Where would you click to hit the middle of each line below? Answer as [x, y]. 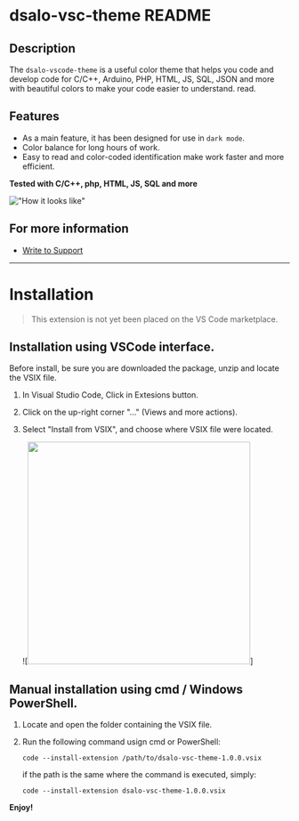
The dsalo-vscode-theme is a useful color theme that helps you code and [141, 69]
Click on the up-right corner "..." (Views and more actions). [130, 412]
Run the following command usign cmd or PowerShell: [121, 742]
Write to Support [53, 250]
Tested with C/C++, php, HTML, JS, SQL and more [103, 183]
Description [42, 48]
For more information [69, 229]
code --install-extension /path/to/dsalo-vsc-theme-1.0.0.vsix [142, 758]
